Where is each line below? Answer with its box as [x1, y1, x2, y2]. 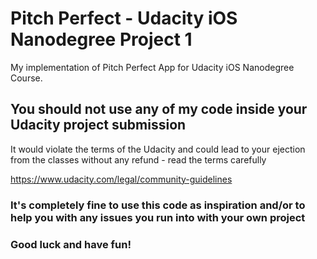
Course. [10, 72, 43, 84]
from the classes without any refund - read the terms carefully [10, 153, 267, 166]
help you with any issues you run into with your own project [10, 210, 306, 224]
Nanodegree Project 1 [10, 28, 193, 51]
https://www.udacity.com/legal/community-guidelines [10, 173, 233, 185]
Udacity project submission [10, 117, 187, 134]
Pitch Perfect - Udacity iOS [10, 7, 238, 30]
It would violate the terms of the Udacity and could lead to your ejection [10, 143, 306, 155]
